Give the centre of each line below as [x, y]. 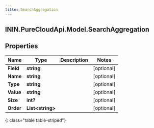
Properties [22, 46]
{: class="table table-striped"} [36, 120]
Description [74, 60]
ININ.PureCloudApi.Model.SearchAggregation [77, 30]
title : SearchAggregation [31, 10]
